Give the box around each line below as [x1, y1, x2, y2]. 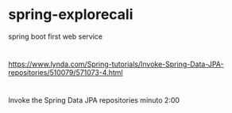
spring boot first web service [8, 32, 103, 41]
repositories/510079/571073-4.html [8, 68, 123, 77]
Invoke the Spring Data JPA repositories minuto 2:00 [8, 96, 180, 105]
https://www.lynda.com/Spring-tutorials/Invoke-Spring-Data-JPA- [8, 59, 224, 69]
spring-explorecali [8, 6, 133, 24]
